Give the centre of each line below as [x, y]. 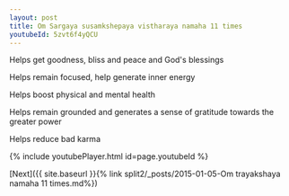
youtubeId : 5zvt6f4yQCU [54, 34]
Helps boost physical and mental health [82, 94]
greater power [35, 121]
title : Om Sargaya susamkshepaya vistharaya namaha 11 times [126, 26]
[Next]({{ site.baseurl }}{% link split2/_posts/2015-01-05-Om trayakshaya [145, 174]
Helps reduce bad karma [55, 139]
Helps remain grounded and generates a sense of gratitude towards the [142, 112]
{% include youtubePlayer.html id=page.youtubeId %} [109, 156]
